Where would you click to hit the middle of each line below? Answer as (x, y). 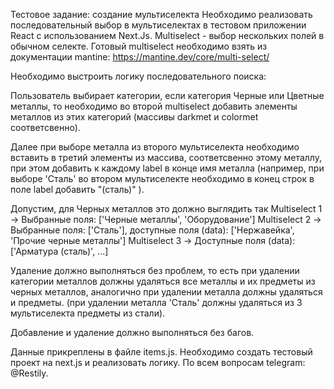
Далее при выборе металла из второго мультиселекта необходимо (155, 147)
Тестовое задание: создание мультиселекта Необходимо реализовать (161, 14)
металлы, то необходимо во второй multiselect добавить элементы (154, 106)
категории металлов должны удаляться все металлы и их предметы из (163, 281)
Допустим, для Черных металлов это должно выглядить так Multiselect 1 (166, 208)
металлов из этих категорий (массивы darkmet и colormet (134, 117)
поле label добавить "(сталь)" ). (77, 189)
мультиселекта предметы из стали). (88, 313)
